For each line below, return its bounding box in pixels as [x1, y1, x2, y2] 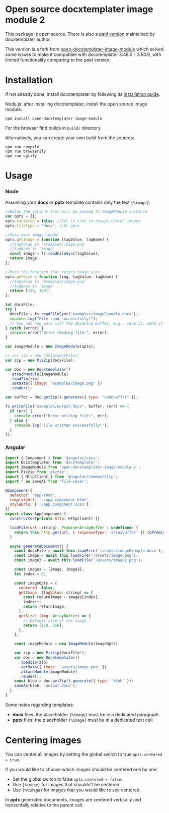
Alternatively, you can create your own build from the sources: [5, 135, 134, 141]
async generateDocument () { [10, 544, 69, 549]
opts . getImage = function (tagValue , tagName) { [5, 237, 109, 242]
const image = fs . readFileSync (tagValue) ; [10, 251, 100, 256]
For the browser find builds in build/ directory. [5, 125, 102, 131]
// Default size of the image [23, 618, 87, 623]
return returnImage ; [23, 604, 66, 609]
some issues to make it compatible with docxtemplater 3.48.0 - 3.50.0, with [5, 51, 161, 57]
